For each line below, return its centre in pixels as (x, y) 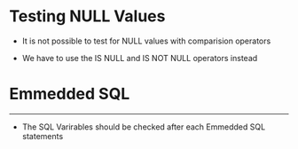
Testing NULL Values (87, 16)
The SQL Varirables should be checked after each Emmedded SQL (144, 127)
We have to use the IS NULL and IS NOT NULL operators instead (140, 58)
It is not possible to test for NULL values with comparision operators (146, 41)
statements (43, 136)
